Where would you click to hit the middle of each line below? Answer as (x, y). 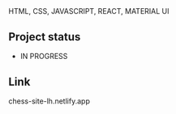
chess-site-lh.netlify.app (49, 101)
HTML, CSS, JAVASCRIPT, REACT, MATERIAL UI (89, 11)
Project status (45, 37)
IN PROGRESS (44, 57)
